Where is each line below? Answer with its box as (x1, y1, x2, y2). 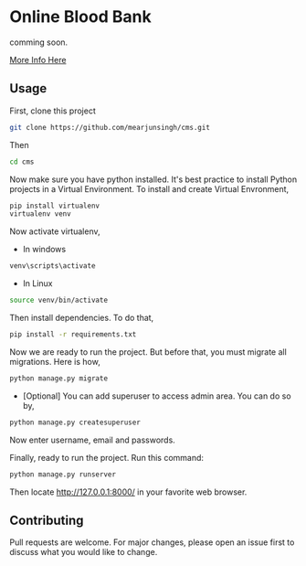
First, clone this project (9, 105, 96, 116)
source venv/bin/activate (9, 295, 108, 305)
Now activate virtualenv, (9, 226, 100, 237)
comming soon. (9, 37, 69, 48)
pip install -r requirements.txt (9, 330, 137, 339)
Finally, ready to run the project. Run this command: (9, 452, 204, 463)
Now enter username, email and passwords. (9, 434, 175, 445)
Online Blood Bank (9, 6, 153, 27)
